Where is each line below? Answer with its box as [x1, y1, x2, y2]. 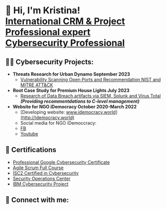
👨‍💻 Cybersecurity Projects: [5, 57, 94, 66]
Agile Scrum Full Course [12, 165, 64, 171]
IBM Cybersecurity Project [12, 181, 69, 187]
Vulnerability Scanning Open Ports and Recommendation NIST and [20, 77, 161, 82]
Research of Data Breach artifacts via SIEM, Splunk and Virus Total [20, 93, 161, 99]
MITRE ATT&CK [20, 82, 54, 88]
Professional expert [5, 27, 91, 38]
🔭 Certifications [5, 146, 57, 154]
